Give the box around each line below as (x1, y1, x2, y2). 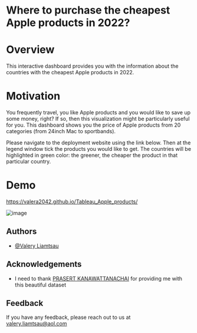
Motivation (6, 90, 61, 103)
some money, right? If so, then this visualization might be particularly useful (6, 116, 190, 123)
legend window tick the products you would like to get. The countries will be (6, 146, 192, 153)
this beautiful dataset (14, 281, 67, 288)
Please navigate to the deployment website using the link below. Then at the (6, 139, 191, 146)
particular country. (6, 158, 51, 165)
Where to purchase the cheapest (6, 4, 170, 17)
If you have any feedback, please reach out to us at (6, 314, 131, 321)
